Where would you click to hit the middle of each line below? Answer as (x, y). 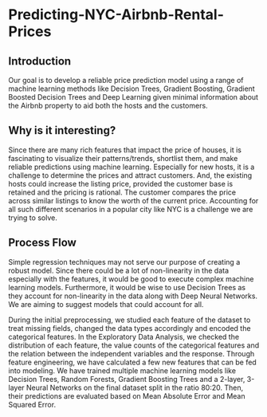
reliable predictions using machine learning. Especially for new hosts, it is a (132, 167)
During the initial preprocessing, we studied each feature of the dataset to (130, 320)
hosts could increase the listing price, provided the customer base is (121, 183)
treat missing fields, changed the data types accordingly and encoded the (130, 328)
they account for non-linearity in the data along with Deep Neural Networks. (133, 296)
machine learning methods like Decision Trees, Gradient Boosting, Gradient (132, 89)
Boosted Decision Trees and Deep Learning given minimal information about (133, 97)
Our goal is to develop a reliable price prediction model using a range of (126, 80)
